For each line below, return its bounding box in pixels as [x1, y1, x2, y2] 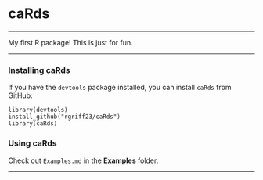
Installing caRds [8, 64, 70, 75]
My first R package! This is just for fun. [8, 38, 133, 47]
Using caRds [8, 138, 57, 149]
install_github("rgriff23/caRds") [8, 113, 121, 121]
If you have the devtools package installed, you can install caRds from [8, 83, 232, 92]
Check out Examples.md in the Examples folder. [8, 156, 159, 165]
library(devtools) [8, 106, 68, 114]
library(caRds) [8, 120, 58, 128]
